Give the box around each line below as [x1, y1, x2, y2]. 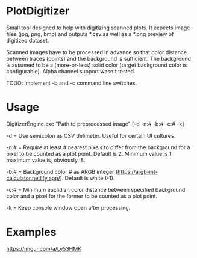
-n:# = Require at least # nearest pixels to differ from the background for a [6, 143, 190, 151]
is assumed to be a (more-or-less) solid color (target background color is [6, 61, 187, 69]
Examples [6, 226, 57, 239]
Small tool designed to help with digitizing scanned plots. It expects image [6, 24, 190, 31]
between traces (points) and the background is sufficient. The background [6, 55, 192, 62]
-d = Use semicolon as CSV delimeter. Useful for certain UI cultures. [6, 132, 176, 139]
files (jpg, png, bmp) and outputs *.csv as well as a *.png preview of [6, 30, 174, 37]
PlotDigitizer [6, 4, 70, 18]
